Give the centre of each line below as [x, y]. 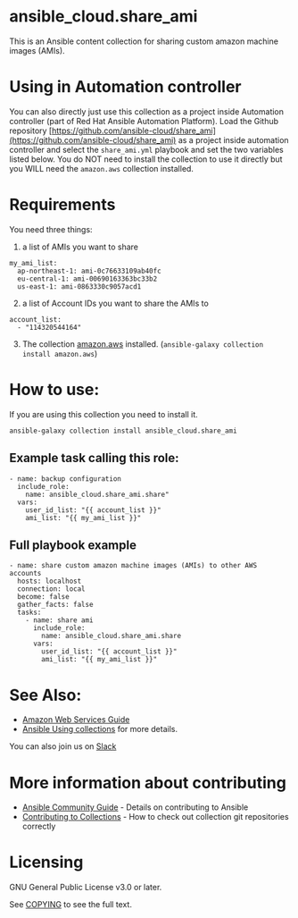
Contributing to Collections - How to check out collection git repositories [155, 817]
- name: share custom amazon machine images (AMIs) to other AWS [133, 566]
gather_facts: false [55, 605]
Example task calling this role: [95, 458]
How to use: [54, 390]
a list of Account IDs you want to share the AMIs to [116, 303]
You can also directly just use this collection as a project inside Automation [146, 111]
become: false [43, 597]
